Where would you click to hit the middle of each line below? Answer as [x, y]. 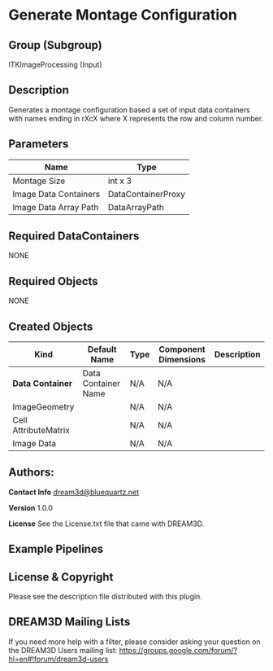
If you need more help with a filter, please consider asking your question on [135, 642]
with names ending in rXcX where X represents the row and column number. [136, 118]
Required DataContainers [74, 237]
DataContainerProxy [147, 194]
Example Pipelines [56, 549]
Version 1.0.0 [30, 507]
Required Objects [54, 281]
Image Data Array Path [56, 207]
